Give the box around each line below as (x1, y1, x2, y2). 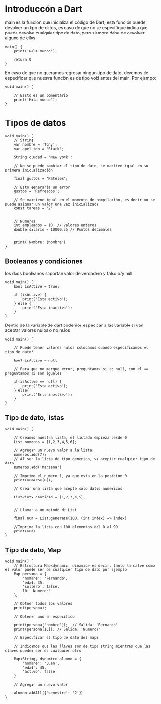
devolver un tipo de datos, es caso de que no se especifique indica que (5, 24, 148, 30)
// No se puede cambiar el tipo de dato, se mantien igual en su (14, 163, 149, 168)
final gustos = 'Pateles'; (14, 176, 68, 181)
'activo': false (22, 670, 55, 674)
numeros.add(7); (14, 452, 47, 457)
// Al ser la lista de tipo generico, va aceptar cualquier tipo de (14, 456, 155, 461)
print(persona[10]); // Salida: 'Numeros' (14, 627, 101, 632)
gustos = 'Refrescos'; (14, 189, 60, 194)
